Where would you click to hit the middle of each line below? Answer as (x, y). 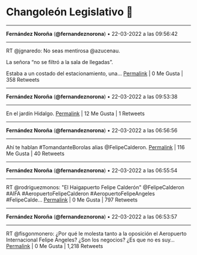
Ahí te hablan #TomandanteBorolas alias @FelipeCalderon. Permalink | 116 (96, 147)
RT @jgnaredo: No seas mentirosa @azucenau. (63, 51)
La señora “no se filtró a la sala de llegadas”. (60, 62)
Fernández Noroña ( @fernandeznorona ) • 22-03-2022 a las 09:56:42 (92, 33)
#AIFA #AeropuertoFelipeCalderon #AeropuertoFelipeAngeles (81, 193)
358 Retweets (23, 79)
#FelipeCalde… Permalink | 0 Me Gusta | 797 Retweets (72, 200)
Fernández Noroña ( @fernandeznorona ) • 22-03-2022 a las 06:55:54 (92, 170)
